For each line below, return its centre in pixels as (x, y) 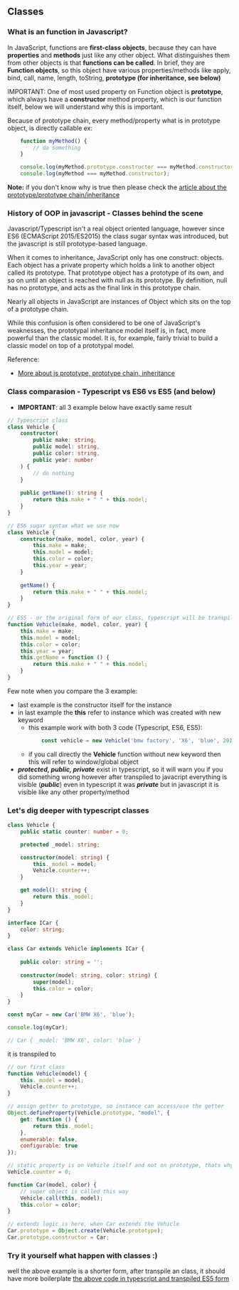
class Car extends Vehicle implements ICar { (76, 949)
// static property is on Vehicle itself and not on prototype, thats (114, 1165)
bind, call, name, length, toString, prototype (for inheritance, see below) (114, 78)
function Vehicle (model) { (47, 1074)
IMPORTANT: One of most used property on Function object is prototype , (115, 91)
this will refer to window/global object (83, 761)
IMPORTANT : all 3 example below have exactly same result (105, 407)
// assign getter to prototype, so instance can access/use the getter (116, 1106)
